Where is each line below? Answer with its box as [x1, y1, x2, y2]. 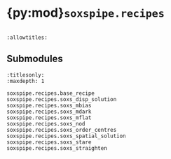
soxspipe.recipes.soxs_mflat [6, 114, 92, 121]
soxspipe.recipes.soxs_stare [6, 138, 92, 146]
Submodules [6, 53, 64, 65]
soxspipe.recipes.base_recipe [6, 89, 95, 97]
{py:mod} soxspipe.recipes [6, 5, 165, 21]
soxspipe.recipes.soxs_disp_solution [6, 96, 117, 103]
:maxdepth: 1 [6, 77, 45, 84]
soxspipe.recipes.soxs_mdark [6, 108, 92, 115]
